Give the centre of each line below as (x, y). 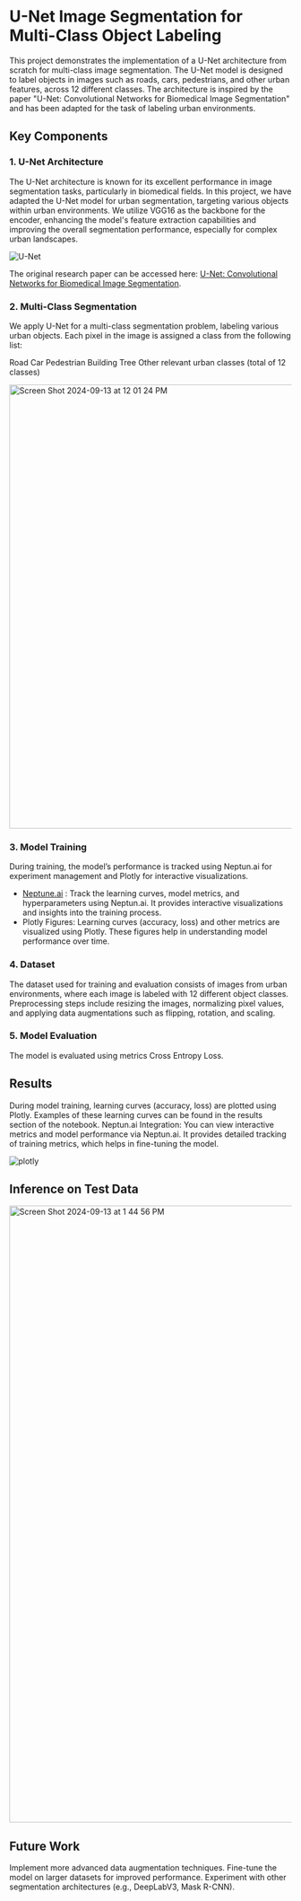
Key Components (59, 136)
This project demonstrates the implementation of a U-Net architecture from (148, 60)
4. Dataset (32, 964)
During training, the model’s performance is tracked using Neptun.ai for (141, 867)
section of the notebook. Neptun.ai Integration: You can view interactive (142, 1124)
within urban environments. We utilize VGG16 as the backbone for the (138, 210)
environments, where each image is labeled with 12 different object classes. (149, 993)
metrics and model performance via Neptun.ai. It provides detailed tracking (148, 1134)
